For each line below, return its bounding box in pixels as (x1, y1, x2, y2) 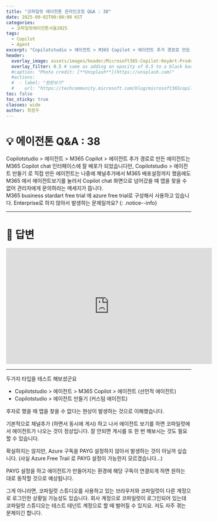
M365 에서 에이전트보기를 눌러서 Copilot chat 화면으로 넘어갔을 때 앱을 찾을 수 (6, 178, 187, 185)
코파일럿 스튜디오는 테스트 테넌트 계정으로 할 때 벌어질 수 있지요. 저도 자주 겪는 (6, 502, 186, 509)
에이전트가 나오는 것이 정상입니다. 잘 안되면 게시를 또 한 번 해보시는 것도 (12, 428, 177, 435)
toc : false (6, 91, 33, 97)
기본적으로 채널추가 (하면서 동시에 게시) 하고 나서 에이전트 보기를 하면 (6, 420, 166, 428)
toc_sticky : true (6, 96, 49, 102)
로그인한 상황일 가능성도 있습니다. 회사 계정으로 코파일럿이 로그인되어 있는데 (12, 495, 187, 502)
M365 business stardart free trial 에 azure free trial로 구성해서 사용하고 (6, 192, 175, 199)
